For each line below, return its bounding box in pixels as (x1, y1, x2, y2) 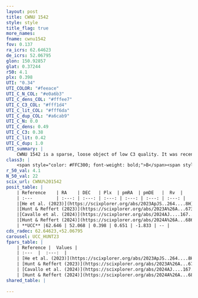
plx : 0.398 (6, 74, 33, 80)
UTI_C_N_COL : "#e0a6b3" (6, 91, 65, 97)
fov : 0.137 (6, 42, 33, 48)
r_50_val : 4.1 (6, 168, 41, 174)
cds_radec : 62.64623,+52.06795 (6, 228, 83, 234)
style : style (6, 19, 38, 25)
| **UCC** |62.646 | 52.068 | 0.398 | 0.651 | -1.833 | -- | (16, 222, 170, 228)
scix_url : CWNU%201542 (6, 179, 62, 185)
